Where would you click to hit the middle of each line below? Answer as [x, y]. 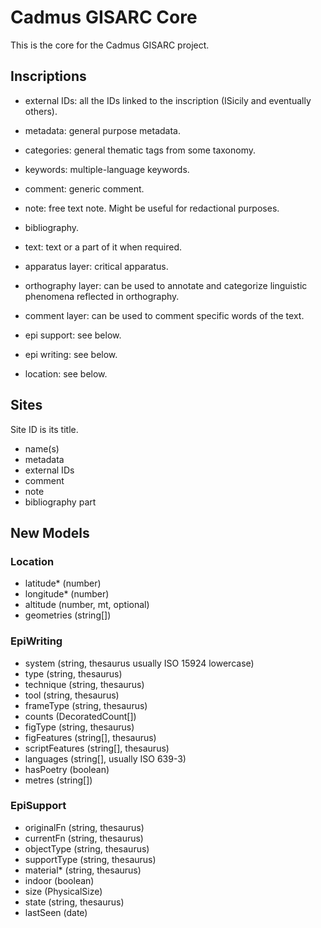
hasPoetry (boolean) [67, 769]
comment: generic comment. [84, 188]
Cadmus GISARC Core [104, 17]
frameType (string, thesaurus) [86, 705]
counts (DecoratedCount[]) [80, 716]
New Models [50, 532]
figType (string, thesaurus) [79, 727]
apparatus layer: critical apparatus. [96, 266]
